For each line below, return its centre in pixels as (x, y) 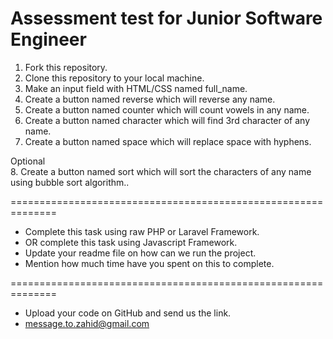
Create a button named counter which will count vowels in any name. (167, 109)
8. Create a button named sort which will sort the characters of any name (161, 171)
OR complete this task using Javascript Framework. (131, 242)
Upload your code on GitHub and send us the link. (128, 313)
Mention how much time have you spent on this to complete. (149, 263)
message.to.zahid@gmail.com (87, 323)
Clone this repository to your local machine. (114, 78)
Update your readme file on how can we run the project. (140, 253)
